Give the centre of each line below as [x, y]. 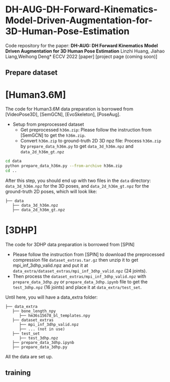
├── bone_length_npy [34, 311]
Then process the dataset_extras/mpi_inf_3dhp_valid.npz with [79, 276]
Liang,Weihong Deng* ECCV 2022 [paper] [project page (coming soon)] [81, 56]
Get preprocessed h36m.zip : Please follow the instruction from [86, 130]
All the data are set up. [29, 356]
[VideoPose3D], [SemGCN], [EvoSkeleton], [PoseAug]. [63, 115]
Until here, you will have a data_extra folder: [52, 297]
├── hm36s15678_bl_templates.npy [55, 315]
